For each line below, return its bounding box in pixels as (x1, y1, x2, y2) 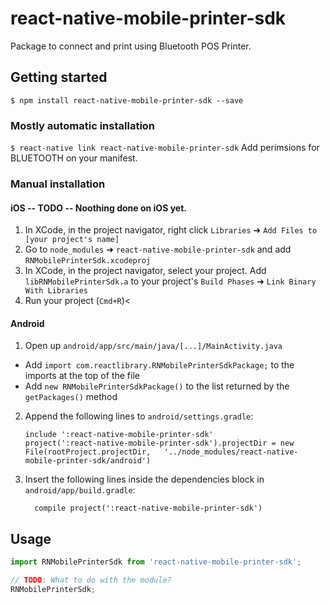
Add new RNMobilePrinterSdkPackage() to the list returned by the (24, 380, 290, 392)
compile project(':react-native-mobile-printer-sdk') (34, 503, 263, 514)
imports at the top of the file (24, 370, 140, 382)
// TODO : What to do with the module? (10, 575, 172, 586)
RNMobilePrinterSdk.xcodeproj (24, 256, 152, 266)
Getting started (10, 69, 108, 86)
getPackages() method (24, 391, 118, 403)
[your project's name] (24, 235, 120, 245)
